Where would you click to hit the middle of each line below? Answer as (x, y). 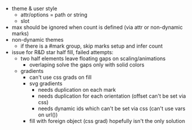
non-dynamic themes (38, 40)
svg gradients (46, 84)
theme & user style (34, 9)
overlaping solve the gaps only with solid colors (87, 65)
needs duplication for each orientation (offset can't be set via (112, 96)
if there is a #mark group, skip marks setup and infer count (92, 46)
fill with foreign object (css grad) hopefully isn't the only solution (107, 121)
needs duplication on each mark (77, 90)
